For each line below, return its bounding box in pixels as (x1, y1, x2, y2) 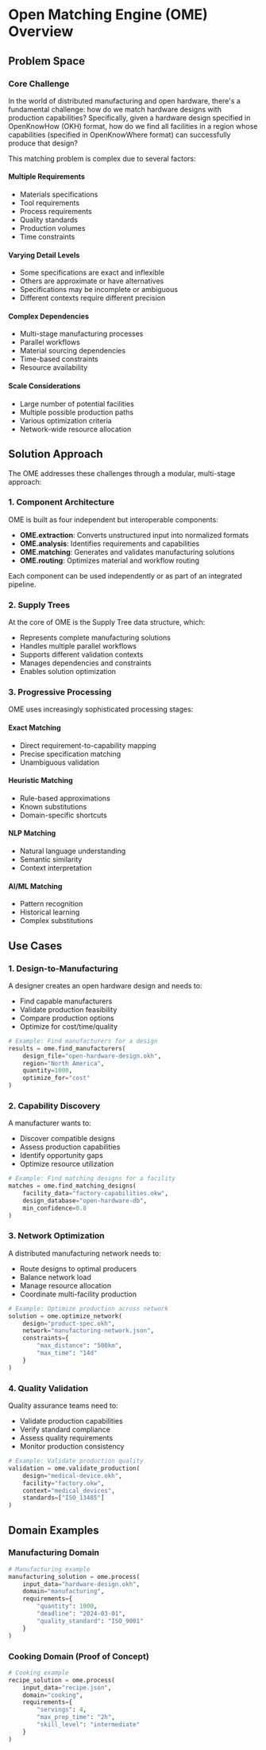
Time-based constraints (19, 354, 98, 364)
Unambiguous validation (19, 758, 99, 767)
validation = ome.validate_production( (8, 1464, 141, 1472)
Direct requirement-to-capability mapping (19, 740, 156, 750)
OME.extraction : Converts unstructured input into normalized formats (19, 530, 249, 540)
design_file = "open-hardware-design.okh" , (22, 1052, 161, 1060)
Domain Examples (8, 1523, 99, 1537)
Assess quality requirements (19, 1433, 114, 1443)
